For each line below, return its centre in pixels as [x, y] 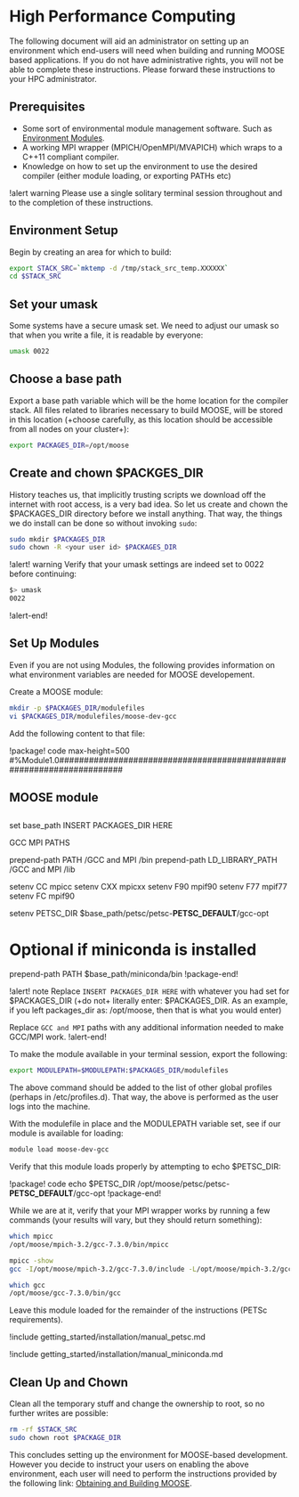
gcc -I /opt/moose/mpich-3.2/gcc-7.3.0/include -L [103, 1269]
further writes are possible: [59, 1413]
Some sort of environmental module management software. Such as [147, 128]
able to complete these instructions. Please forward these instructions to [142, 69]
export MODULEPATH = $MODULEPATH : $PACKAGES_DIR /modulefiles [119, 1070]
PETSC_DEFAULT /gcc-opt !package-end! [85, 1193]
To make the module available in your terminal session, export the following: [148, 1054]
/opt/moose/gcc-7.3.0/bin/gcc [65, 1293]
